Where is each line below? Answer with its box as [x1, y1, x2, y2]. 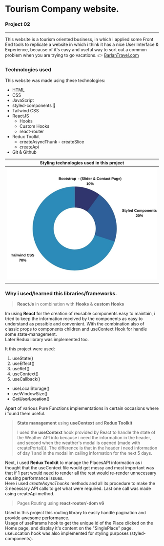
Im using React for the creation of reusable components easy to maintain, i [5, 311, 155, 317]
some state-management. [5, 331, 57, 337]
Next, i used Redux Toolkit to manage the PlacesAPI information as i [5, 460, 143, 465]
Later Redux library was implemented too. [5, 337, 89, 343]
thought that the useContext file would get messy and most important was [5, 465, 154, 471]
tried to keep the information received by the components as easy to [5, 316, 143, 322]
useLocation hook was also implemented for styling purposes [5, 530, 129, 536]
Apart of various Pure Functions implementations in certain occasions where [5, 405, 159, 411]
